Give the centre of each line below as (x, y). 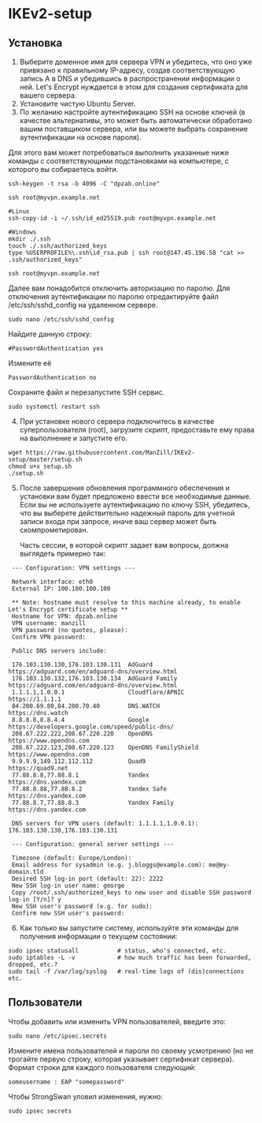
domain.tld (26, 872)
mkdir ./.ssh (30, 239)
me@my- (220, 865)
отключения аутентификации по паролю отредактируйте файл (113, 296)
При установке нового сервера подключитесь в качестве (117, 421)
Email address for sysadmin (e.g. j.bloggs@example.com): (109, 865)
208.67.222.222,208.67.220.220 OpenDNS (82, 734)
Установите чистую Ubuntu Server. (77, 104)
